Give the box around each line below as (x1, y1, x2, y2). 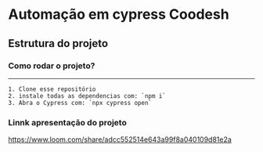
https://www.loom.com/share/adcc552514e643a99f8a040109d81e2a (8, 135, 232, 144)
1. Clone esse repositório (8, 85, 96, 93)
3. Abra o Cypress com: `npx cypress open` (8, 99, 153, 107)
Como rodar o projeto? (8, 60, 95, 71)
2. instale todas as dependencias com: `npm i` (8, 92, 167, 100)
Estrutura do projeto (8, 37, 108, 50)
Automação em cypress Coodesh (8, 5, 229, 24)
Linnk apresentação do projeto (8, 117, 127, 128)
